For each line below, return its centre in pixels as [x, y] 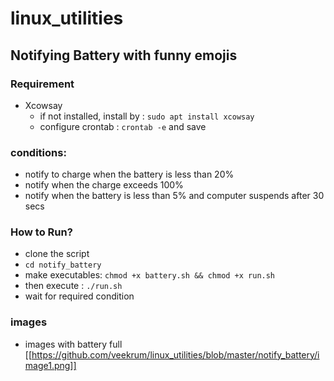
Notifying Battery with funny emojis [124, 55]
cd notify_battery [63, 265]
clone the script [57, 254]
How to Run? [41, 232]
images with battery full [73, 344]
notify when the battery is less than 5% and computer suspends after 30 [174, 196]
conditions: [38, 152]
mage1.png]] [50, 365]
